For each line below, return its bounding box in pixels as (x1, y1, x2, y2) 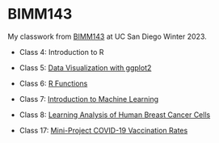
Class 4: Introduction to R (19, 47, 104, 57)
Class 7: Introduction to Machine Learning (19, 94, 159, 103)
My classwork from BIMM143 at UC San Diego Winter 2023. (7, 32, 207, 41)
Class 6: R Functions (19, 78, 88, 88)
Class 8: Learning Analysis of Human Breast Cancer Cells (19, 110, 211, 120)
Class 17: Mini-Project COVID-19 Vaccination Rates (19, 125, 188, 135)
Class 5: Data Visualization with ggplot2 (19, 62, 152, 73)
